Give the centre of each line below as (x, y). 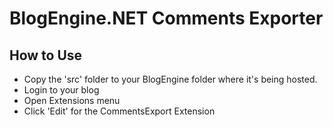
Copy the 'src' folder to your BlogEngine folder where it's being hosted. (170, 79)
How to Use (46, 55)
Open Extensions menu (72, 100)
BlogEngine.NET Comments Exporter (166, 18)
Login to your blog (61, 90)
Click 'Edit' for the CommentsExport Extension (119, 111)
